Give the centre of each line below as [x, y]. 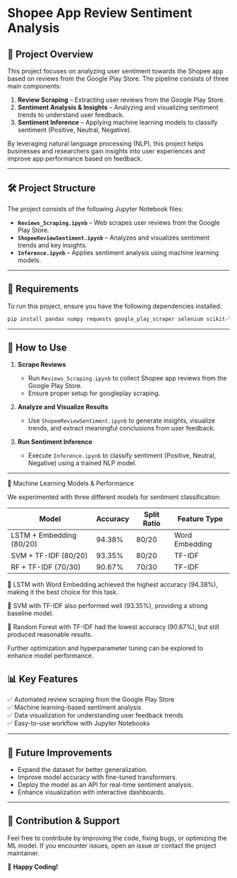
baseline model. [31, 614]
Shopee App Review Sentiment [100, 13]
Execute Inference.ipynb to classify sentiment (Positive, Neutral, [122, 456]
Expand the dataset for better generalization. [83, 769]
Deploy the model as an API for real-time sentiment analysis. [105, 784]
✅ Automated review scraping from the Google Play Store [91, 700]
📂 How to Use [37, 347]
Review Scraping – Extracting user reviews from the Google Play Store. [121, 100]
